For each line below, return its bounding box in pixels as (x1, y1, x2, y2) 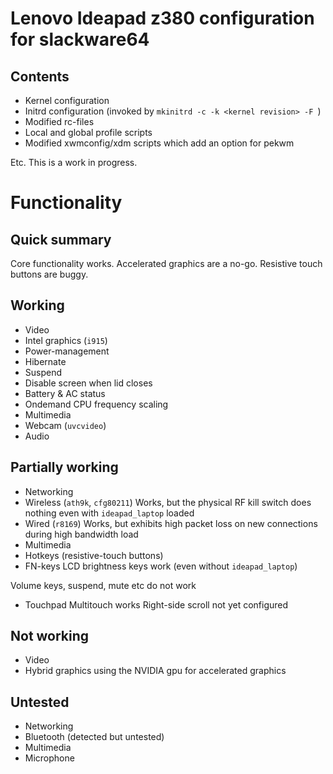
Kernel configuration (24, 95, 110, 106)
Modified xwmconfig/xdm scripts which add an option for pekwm (24, 137, 295, 149)
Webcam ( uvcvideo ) (24, 419, 107, 431)
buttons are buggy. (10, 268, 89, 280)
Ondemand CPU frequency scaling (24, 398, 169, 410)
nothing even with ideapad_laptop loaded (24, 507, 195, 519)
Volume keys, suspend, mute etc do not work (10, 579, 197, 591)
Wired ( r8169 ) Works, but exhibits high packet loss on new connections (24, 517, 318, 529)
